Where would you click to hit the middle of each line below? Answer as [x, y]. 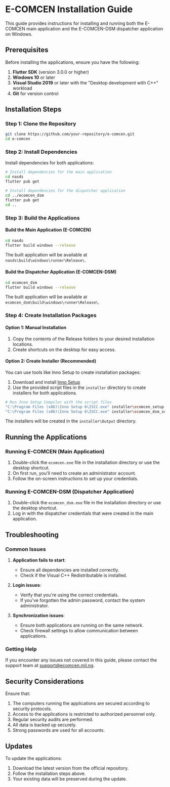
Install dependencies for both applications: [50, 163]
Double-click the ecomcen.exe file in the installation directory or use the [86, 463]
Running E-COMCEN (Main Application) [55, 451]
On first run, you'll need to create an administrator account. [74, 473]
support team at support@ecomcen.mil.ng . [50, 666]
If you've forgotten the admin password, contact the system [82, 600]
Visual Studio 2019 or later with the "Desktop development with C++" [85, 82]
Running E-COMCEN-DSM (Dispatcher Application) [70, 492]
